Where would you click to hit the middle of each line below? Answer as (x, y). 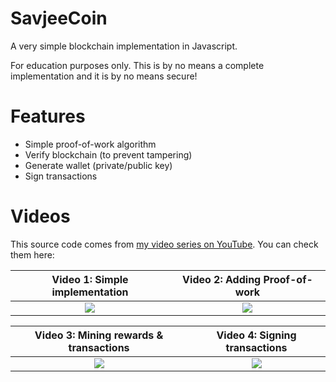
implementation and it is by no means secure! (104, 76)
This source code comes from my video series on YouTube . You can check (164, 244)
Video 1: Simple (90, 279)
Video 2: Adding (222, 279)
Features (48, 116)
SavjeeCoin (59, 18)
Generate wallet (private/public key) (98, 165)
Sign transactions (61, 176)
